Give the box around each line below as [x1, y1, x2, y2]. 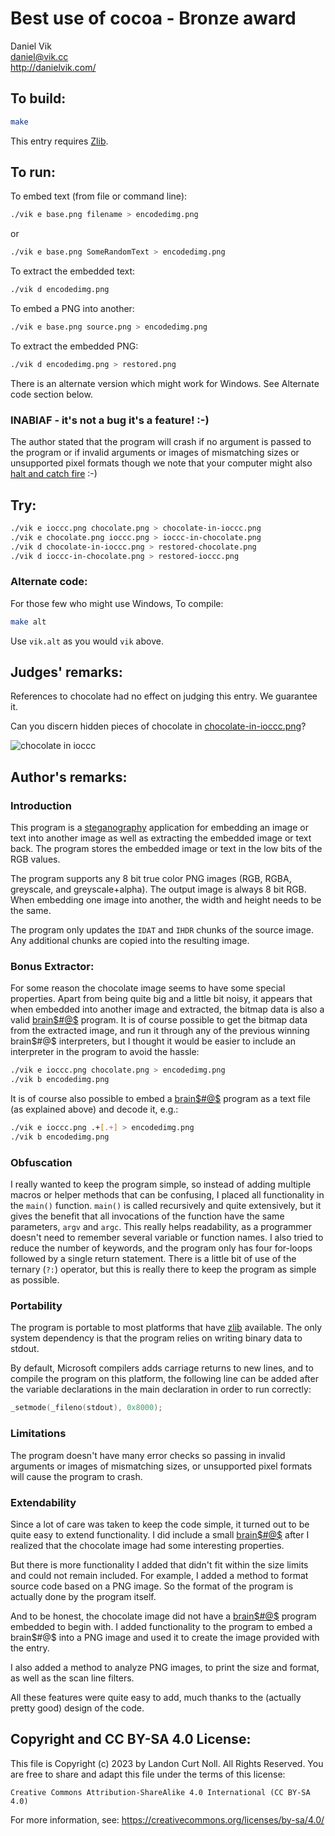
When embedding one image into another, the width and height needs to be [10, 894, 322, 906]
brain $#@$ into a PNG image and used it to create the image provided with [10, 1631, 320, 1643]
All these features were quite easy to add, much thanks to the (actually [10, 1691, 302, 1703]
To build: [10, 90, 67, 107]
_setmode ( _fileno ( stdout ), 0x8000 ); [10, 1403, 163, 1413]
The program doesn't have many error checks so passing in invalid [10, 1449, 286, 1461]
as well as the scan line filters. [10, 1672, 135, 1684]
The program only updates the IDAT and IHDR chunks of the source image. [10, 924, 315, 936]
